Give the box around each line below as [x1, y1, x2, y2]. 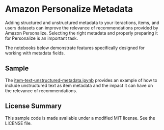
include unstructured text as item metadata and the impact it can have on [5, 82, 153, 88]
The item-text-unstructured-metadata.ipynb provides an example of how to [5, 77, 158, 83]
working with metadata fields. [5, 50, 65, 56]
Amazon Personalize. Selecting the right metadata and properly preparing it [5, 30, 158, 36]
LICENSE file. [5, 120, 32, 126]
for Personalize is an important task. [5, 35, 78, 41]
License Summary [5, 102, 62, 110]
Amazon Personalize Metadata [5, 3, 133, 15]
